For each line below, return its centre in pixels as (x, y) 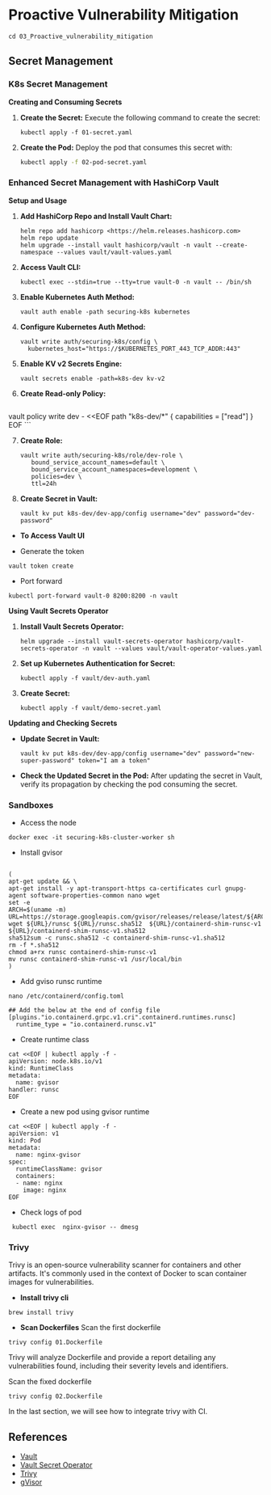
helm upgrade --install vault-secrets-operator (101, 641)
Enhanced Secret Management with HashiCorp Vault (114, 183)
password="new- (230, 754)
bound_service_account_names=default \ (98, 462)
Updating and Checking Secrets (63, 723)
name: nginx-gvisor (48, 1155)
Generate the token (52, 551)
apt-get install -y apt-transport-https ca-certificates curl (115, 889)
